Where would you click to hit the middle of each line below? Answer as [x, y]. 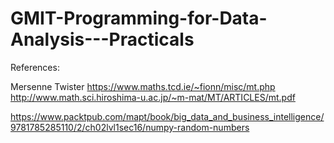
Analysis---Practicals [102, 39]
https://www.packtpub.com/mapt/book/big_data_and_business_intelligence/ [167, 116]
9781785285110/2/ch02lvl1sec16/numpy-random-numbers [130, 127]
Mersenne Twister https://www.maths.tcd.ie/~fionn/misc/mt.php [143, 86]
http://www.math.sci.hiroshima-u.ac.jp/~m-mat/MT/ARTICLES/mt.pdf [153, 97]
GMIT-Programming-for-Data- [139, 18]
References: [35, 67]
